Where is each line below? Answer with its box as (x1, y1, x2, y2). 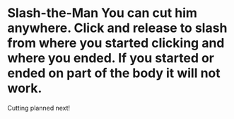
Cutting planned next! (7, 103, 71, 112)
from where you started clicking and (7, 35, 225, 51)
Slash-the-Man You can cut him (7, 5, 198, 21)
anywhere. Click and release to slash (7, 20, 228, 36)
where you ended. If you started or (7, 50, 214, 67)
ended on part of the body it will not (7, 65, 221, 81)
